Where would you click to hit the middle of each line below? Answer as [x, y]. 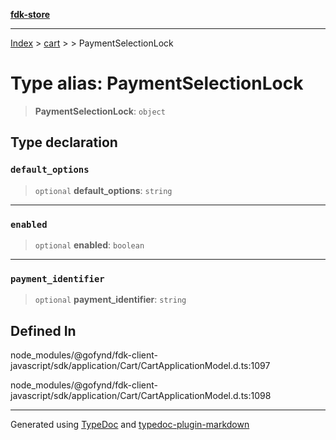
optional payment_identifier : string [110, 300]
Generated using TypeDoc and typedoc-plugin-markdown [130, 425]
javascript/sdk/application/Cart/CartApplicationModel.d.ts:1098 [141, 396]
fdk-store [30, 14]
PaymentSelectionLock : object [100, 111]
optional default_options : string [103, 190]
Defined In [43, 330]
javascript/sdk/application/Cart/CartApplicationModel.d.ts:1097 [140, 366]
